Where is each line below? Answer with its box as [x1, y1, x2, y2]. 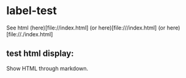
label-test [6, 4, 57, 18]
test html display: [6, 49, 75, 59]
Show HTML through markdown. [6, 64, 89, 72]
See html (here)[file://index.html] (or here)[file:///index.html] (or [6, 24, 166, 31]
